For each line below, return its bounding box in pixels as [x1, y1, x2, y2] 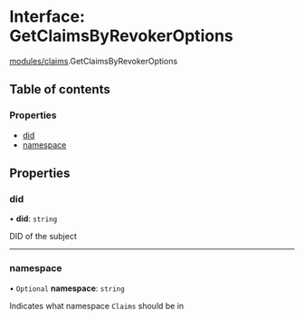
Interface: [9, 6, 86, 27]
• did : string [9, 213, 58, 224]
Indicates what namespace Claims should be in [9, 300, 185, 311]
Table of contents [9, 82, 110, 97]
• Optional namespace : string [9, 283, 125, 294]
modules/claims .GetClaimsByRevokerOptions [9, 55, 178, 66]
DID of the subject [9, 231, 77, 242]
